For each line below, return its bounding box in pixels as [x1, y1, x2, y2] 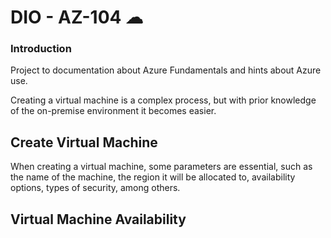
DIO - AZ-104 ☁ [10, 6, 144, 29]
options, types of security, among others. [10, 182, 181, 194]
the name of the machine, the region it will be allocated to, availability [10, 171, 296, 183]
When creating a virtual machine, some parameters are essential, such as [10, 161, 313, 173]
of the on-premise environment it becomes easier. [10, 105, 217, 117]
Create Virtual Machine [10, 134, 158, 151]
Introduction [10, 42, 72, 56]
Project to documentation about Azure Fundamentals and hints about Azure [10, 64, 322, 76]
